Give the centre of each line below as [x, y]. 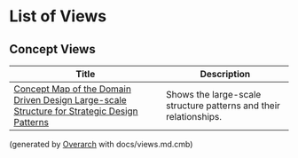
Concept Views [52, 49]
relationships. [194, 117]
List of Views [58, 16]
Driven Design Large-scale [70, 100]
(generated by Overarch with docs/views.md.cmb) [101, 144]
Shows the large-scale [213, 95]
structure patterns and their [223, 106]
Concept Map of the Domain [72, 89]
